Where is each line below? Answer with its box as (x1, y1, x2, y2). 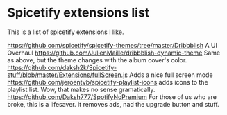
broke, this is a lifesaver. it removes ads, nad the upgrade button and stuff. (7, 100, 220, 108)
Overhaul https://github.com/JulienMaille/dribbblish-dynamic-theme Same (7, 48, 221, 57)
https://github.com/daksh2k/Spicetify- (7, 63, 117, 71)
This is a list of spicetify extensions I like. (7, 28, 124, 36)
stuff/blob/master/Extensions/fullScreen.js (7, 71, 128, 79)
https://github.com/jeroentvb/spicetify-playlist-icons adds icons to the (7, 78, 208, 86)
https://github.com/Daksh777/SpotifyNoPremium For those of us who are (7, 92, 217, 101)
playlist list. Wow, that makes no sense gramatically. (7, 85, 155, 94)
